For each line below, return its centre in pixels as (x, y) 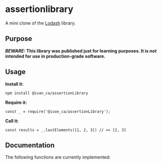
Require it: (16, 102)
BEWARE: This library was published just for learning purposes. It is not (81, 50)
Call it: (12, 120)
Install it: (14, 84)
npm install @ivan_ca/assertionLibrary (47, 93)
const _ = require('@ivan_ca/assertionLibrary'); (58, 111)
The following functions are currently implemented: (58, 157)
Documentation (30, 145)
